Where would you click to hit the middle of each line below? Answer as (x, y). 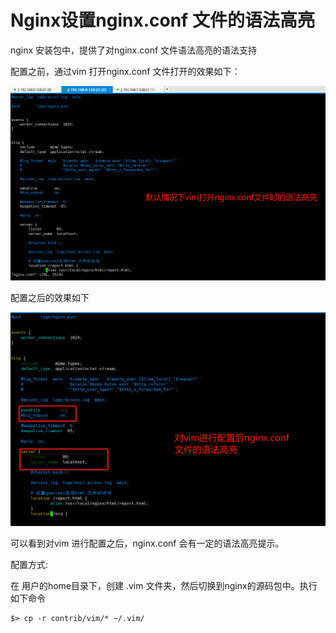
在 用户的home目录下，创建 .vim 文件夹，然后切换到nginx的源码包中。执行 (164, 585)
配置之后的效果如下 (50, 297)
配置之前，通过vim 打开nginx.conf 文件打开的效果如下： (125, 71)
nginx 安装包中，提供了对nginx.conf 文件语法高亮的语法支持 (134, 50)
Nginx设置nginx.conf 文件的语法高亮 (162, 20)
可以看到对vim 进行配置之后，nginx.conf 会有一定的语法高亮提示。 (147, 543)
